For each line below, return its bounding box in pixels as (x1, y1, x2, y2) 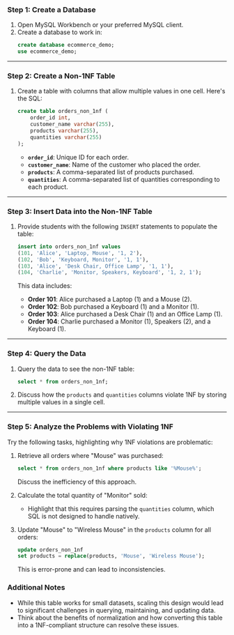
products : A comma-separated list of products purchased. (27, 167, 195, 176)
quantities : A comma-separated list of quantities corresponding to (27, 175, 221, 183)
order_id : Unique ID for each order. (27, 153, 130, 161)
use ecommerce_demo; (17, 48, 77, 55)
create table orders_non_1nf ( (17, 108, 109, 115)
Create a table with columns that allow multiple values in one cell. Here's (17, 87, 226, 95)
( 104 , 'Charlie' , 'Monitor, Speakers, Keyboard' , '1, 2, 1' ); (17, 269, 202, 276)
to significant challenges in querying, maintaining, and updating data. (17, 606, 216, 614)
